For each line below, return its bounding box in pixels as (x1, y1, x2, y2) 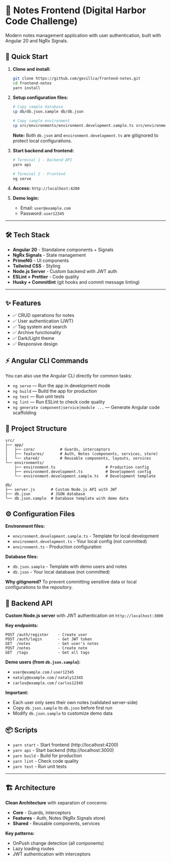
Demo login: (12, 195, 39, 201)
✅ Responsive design (12, 341, 58, 347)
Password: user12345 (20, 210, 65, 217)
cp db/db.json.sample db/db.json (12, 109, 84, 114)
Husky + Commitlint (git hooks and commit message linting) (12, 279, 140, 285)
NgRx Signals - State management (12, 252, 86, 258)
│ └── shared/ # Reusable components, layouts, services (5, 455, 152, 461)
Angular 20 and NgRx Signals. (5, 38, 68, 44)
